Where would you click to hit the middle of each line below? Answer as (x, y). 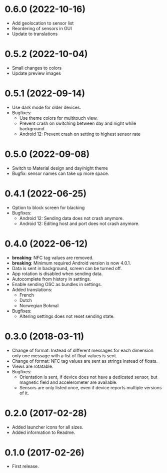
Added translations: (32, 290)
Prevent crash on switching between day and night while (78, 123)
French (27, 295)
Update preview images (36, 73)
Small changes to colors (37, 68)
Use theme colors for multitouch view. (58, 118)
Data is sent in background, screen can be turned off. (67, 268)
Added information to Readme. (43, 432)
